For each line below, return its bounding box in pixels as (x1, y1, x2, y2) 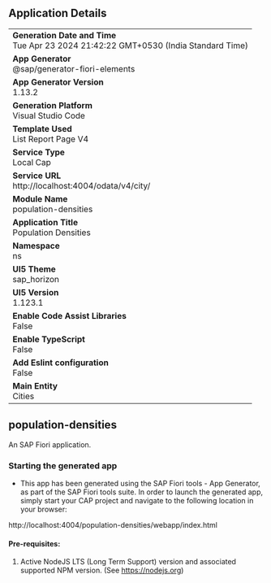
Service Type (12, 146, 65, 158)
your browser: (19, 504, 67, 514)
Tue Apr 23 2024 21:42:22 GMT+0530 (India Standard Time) (12, 40, 249, 51)
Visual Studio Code (12, 110, 85, 121)
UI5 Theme (12, 263, 57, 275)
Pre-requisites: (8, 538, 61, 548)
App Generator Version (12, 76, 104, 88)
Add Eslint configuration (12, 357, 110, 368)
